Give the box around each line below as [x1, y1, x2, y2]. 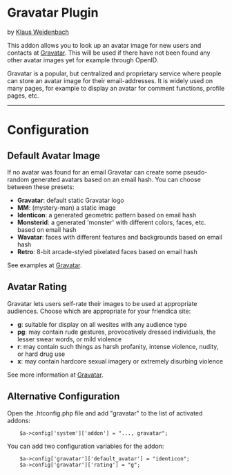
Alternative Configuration [7, 391, 120, 402]
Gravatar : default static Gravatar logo [17, 196, 124, 204]
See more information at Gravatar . [7, 370, 104, 379]
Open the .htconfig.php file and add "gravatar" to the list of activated [7, 409, 203, 417]
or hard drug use [17, 350, 66, 358]
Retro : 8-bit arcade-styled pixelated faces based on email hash [17, 247, 198, 256]
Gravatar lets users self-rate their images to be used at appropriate [7, 299, 197, 307]
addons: [7, 416, 31, 424]
